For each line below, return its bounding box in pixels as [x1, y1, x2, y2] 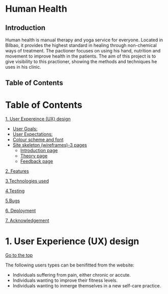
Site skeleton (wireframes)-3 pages [12, 142, 88, 148]
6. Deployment [5, 207, 36, 214]
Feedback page [20, 158, 53, 165]
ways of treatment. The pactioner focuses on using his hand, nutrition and [5, 48, 161, 54]
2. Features [5, 168, 29, 174]
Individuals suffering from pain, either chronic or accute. [12, 272, 131, 278]
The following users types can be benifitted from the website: [5, 262, 135, 268]
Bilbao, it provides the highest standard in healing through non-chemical [5, 42, 157, 48]
